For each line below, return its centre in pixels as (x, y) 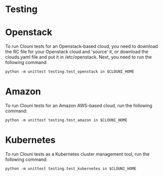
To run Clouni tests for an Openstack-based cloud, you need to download (82, 46)
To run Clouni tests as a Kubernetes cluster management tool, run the (77, 154)
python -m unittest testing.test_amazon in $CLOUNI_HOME (66, 120)
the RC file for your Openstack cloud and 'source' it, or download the (77, 52)
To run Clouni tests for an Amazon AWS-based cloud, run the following (79, 106)
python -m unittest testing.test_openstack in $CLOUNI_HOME (70, 72)
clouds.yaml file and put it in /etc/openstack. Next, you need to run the (79, 57)
